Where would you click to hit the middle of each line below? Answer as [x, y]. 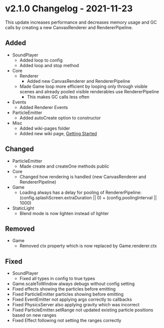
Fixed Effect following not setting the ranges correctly [67, 321]
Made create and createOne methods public [64, 166]
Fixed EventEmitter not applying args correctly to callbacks [72, 299]
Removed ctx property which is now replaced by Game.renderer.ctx [88, 246]
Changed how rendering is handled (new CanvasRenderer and [83, 177]
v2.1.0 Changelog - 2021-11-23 [69, 9]
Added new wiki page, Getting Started [58, 133]
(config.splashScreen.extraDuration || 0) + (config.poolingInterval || [88, 197]
